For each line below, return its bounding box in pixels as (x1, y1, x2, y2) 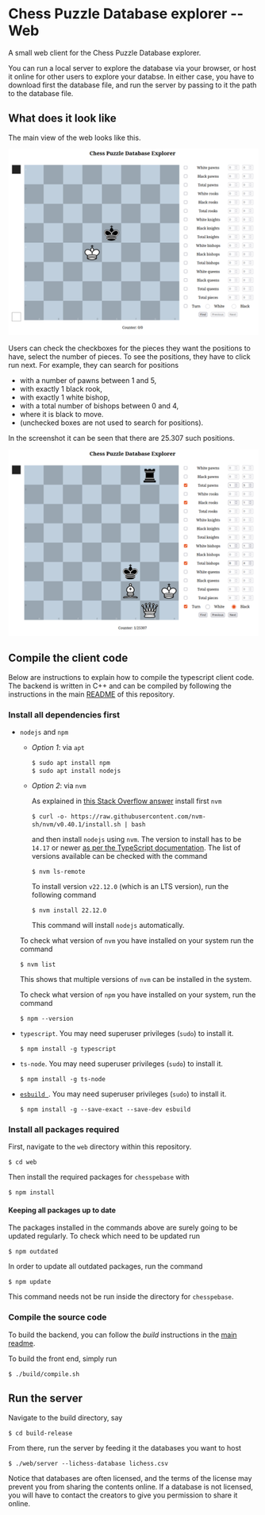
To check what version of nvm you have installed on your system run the (19, 935, 254, 945)
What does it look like (8, 112, 117, 126)
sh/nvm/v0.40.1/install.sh (31, 820, 121, 829)
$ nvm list (19, 960, 56, 968)
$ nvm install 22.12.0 (31, 906, 107, 914)
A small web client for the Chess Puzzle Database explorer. (8, 48, 202, 57)
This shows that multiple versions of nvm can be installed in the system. (19, 974, 252, 984)
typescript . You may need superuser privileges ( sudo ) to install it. (19, 1028, 234, 1038)
